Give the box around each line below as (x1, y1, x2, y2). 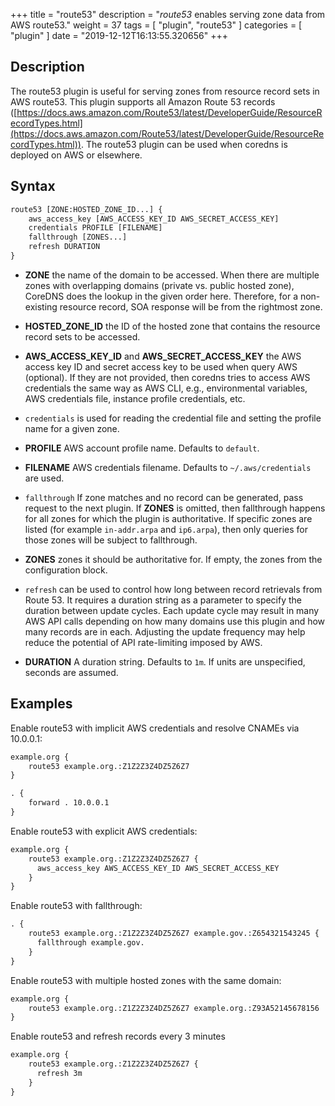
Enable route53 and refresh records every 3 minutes (10, 1030, 226, 1043)
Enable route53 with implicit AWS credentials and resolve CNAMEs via (10, 722, 300, 734)
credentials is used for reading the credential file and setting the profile (24, 412, 322, 424)
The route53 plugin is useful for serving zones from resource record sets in (10, 85, 320, 97)
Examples (10, 695, 73, 713)
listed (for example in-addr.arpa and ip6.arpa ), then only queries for (24, 523, 309, 535)
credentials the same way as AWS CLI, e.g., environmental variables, (24, 382, 308, 394)
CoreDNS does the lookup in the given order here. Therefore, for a (24, 290, 298, 302)
